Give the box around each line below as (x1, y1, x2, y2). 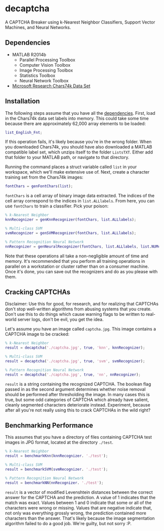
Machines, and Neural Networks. (5, 24, 71, 30)
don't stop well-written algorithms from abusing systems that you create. (5, 306, 152, 312)
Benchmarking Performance (5, 421, 94, 430)
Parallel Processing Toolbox (19, 57, 76, 63)
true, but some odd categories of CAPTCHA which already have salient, (5, 397, 149, 403)
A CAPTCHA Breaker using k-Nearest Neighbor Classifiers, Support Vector (5, 19, 155, 25)
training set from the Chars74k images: (5, 175, 83, 180)
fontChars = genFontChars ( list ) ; (5, 184, 73, 189)
